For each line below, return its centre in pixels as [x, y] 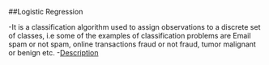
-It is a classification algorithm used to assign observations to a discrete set [134, 27]
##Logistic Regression [46, 12]
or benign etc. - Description [53, 53]
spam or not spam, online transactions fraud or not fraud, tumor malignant [132, 44]
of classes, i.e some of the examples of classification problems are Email [130, 36]
